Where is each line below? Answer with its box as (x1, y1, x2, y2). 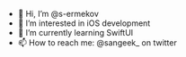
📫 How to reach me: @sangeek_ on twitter (17, 37, 177, 48)
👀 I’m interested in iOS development (17, 18, 151, 28)
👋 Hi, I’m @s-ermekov (17, 9, 99, 19)
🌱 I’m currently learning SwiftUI (17, 28, 134, 37)
